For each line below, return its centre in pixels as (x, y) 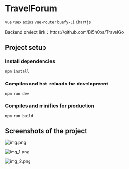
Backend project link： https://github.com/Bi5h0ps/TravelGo (64, 32)
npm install (17, 71)
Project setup (26, 47)
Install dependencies (30, 61)
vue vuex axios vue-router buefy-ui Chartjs (48, 22)
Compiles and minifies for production (50, 106)
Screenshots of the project (46, 131)
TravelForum (31, 8)
